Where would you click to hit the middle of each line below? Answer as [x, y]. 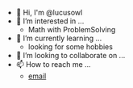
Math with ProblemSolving [72, 29]
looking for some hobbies [70, 47]
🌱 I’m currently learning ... [59, 38]
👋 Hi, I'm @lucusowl [49, 13]
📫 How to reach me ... [53, 64]
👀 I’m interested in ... [50, 21]
